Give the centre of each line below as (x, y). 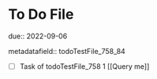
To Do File (41, 14)
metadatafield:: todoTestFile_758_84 (67, 51)
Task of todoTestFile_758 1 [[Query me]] (84, 66)
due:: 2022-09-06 (38, 36)
